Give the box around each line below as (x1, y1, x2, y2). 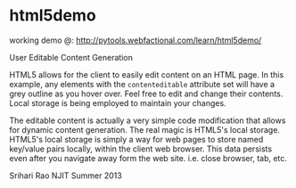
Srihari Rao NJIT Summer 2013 (9, 170, 122, 181)
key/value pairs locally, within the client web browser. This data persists (9, 143, 273, 154)
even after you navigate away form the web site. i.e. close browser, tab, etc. (9, 152, 288, 163)
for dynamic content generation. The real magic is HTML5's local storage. (9, 124, 281, 135)
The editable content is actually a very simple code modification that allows (9, 115, 286, 126)
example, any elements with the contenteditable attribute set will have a (9, 78, 275, 89)
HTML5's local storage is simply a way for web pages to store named (9, 134, 264, 144)
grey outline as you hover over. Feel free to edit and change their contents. (9, 88, 284, 99)
